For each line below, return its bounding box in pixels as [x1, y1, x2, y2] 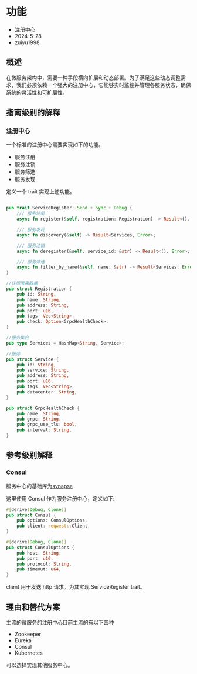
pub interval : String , [16, 427, 72, 433]
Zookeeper [14, 630, 42, 638]
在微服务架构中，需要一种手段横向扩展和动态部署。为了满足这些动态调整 [6, 74, 181, 81]
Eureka [14, 636, 32, 644]
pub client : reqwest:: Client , [16, 523, 91, 529]
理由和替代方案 [6, 602, 60, 612]
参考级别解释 [6, 451, 53, 461]
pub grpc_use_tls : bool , [16, 422, 77, 428]
